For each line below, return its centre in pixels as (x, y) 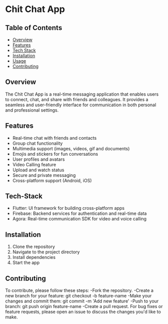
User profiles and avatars (39, 159)
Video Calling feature (34, 164)
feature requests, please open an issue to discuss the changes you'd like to (83, 312)
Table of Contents (34, 28)
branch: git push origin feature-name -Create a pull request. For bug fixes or (84, 306)
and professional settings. (32, 110)
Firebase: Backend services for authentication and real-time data (79, 213)
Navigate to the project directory (46, 252)
